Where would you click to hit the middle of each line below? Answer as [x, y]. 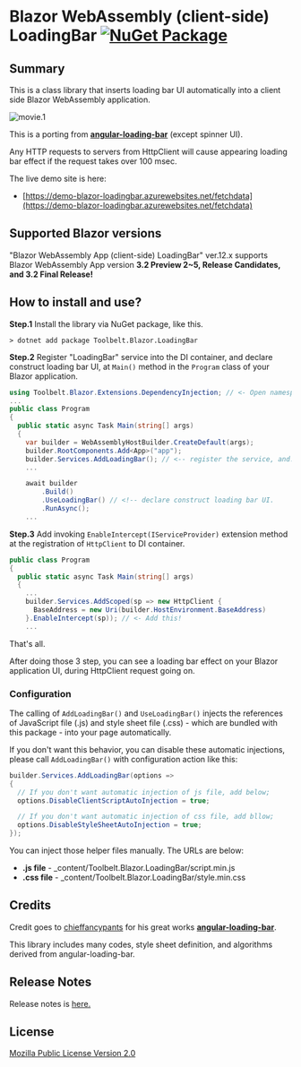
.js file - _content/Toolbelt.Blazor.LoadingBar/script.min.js [129, 868]
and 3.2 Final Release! [52, 274]
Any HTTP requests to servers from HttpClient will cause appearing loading [149, 151]
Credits [30, 905]
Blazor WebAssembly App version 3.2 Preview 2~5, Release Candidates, [145, 264]
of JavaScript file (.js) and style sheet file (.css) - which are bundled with [143, 722]
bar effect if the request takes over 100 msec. [93, 161]
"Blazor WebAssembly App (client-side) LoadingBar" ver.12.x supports [139, 255]
